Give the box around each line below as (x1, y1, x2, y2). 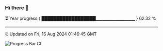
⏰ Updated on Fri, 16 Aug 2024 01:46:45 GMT (5, 31, 97, 37)
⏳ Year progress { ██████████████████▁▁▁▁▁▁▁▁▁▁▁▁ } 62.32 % (5, 15, 156, 21)
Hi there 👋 (5, 4, 29, 11)
